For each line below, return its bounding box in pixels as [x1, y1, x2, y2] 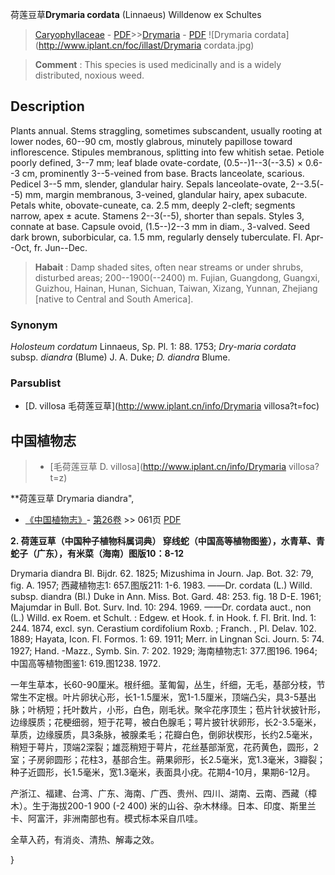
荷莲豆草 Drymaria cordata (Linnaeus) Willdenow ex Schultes [10, 9, 262, 20]
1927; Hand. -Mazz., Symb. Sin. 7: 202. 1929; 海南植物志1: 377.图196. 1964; [10, 645, 318, 657]
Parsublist [10, 376, 62, 390]
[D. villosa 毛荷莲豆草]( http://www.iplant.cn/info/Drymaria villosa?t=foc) [24, 400, 320, 412]
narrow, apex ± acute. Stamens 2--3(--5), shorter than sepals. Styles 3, [10, 209, 305, 222]
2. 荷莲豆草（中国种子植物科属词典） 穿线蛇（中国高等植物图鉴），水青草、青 [10, 535, 325, 547]
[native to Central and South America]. [34, 293, 194, 305]
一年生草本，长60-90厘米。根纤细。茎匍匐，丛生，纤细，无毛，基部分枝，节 [10, 679, 326, 691]
